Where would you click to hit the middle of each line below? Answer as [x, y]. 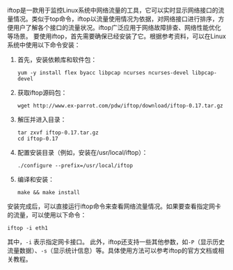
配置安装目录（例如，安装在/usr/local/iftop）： [82, 152]
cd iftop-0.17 [38, 139]
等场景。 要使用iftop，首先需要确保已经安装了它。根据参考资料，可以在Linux [116, 36]
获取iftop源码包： [42, 93]
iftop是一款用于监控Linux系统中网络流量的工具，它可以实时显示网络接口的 [113, 10]
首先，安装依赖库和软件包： [57, 60]
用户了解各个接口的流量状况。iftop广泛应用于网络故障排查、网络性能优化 [117, 27]
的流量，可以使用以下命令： [47, 215]
